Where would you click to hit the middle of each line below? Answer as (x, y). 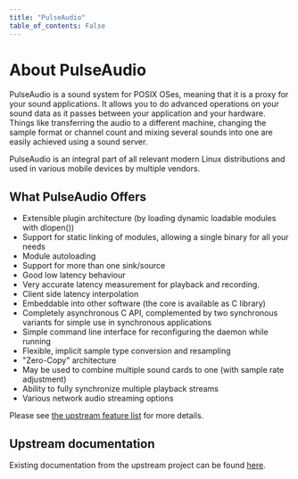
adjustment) (44, 379)
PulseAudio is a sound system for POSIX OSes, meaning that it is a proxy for (149, 95)
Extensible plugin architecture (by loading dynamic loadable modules (149, 219)
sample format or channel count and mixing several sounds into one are (141, 132)
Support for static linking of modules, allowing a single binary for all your (155, 237)
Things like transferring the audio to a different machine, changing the (138, 123)
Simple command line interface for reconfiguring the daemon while (145, 332)
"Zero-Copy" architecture (69, 360)
